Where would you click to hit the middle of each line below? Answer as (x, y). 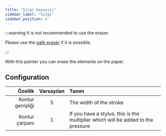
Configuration (27, 77)
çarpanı (25, 123)
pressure (80, 126)
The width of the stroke (96, 103)
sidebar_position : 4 (26, 19)
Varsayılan (52, 91)
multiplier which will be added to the (111, 120)
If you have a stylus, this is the (104, 114)
